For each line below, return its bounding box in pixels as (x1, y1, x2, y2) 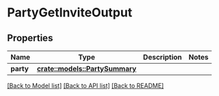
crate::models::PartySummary (36, 64, 137, 73)
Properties (7, 32, 53, 44)
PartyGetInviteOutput (7, 5, 133, 21)
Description (142, 53, 183, 62)
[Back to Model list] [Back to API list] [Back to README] (7, 82, 164, 90)
